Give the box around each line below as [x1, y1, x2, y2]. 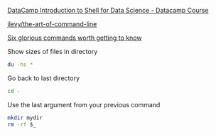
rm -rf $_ [7, 121, 37, 128]
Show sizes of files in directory [7, 48, 98, 55]
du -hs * [7, 61, 33, 68]
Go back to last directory [7, 74, 80, 82]
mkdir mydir [7, 114, 43, 121]
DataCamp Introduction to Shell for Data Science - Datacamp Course [7, 6, 209, 14]
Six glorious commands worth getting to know [7, 33, 142, 42]
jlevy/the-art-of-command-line [7, 20, 97, 28]
